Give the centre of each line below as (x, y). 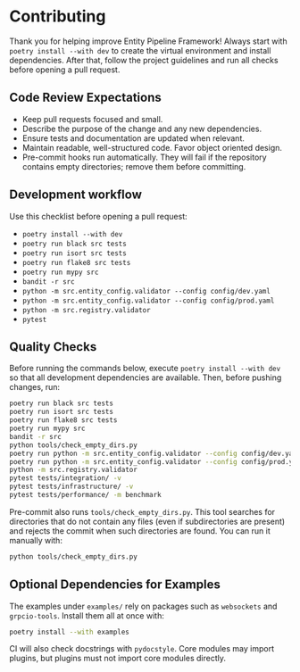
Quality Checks (53, 347)
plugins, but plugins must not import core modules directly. (117, 659)
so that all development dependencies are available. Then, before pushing (146, 377)
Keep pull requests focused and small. (92, 119)
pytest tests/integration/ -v (66, 478)
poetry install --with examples (69, 632)
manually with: (36, 540)
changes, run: (35, 387)
